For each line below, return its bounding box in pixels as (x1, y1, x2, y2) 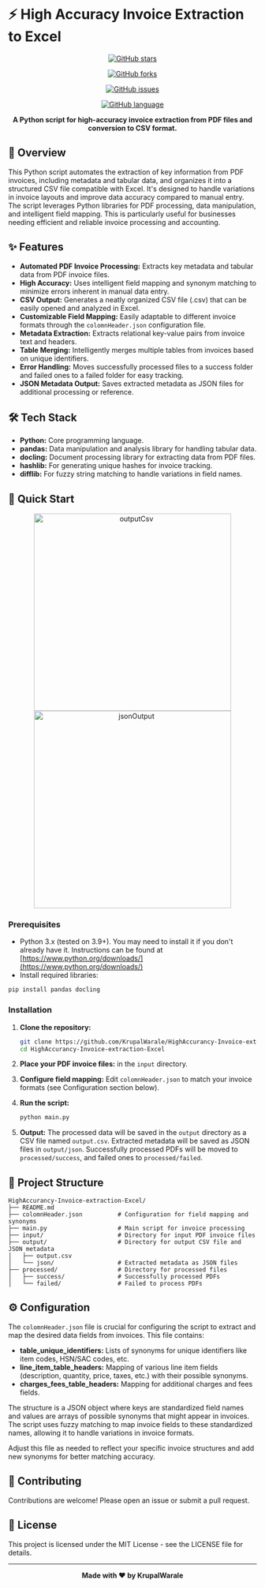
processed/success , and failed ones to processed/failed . (19, 1153, 203, 1163)
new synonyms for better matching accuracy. (8, 1451, 155, 1461)
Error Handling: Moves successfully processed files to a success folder (19, 361, 254, 371)
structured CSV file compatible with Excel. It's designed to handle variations (8, 184, 255, 193)
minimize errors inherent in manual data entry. (19, 287, 170, 296)
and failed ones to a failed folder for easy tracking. (19, 370, 184, 380)
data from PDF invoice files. (19, 269, 110, 279)
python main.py (19, 1114, 70, 1122)
